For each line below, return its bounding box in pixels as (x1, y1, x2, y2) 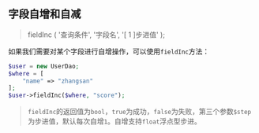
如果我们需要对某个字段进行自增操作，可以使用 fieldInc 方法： (8, 46, 210, 56)
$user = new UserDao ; (8, 62, 80, 70)
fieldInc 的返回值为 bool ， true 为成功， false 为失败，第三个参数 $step (27, 107, 251, 116)
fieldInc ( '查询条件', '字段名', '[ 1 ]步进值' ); (27, 30, 166, 39)
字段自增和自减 (8, 7, 81, 21)
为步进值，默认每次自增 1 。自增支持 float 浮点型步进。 (27, 116, 201, 126)
